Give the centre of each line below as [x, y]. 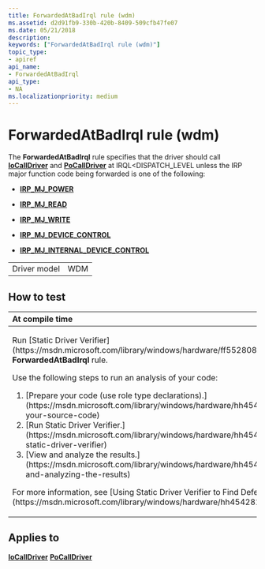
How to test [37, 297]
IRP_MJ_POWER [47, 189]
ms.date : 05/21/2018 [42, 30]
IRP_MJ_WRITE [45, 220]
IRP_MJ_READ [43, 204]
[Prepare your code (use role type [88, 395]
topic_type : [28, 52]
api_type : [24, 81]
